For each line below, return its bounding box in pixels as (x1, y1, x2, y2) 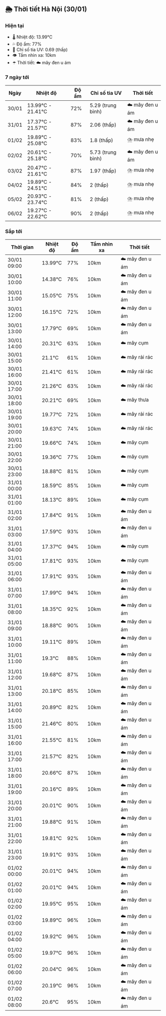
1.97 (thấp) (89, 167, 117, 174)
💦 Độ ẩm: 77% (12, 41, 42, 47)
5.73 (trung (89, 149, 117, 156)
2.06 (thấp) (89, 122, 117, 128)
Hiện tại (5, 22, 24, 29)
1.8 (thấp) (89, 136, 114, 143)
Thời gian (10, 244, 34, 251)
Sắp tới (5, 228, 22, 235)
